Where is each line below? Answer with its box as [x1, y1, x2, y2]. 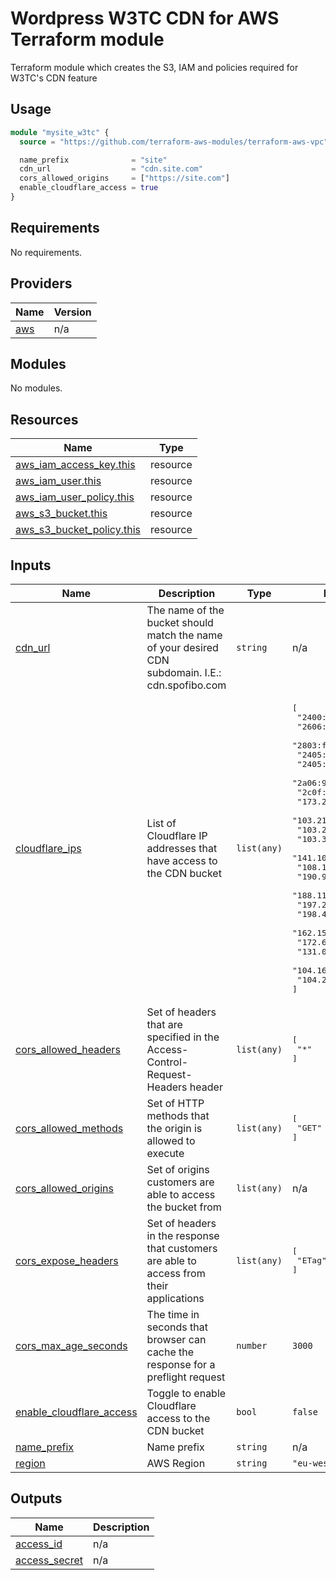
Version [53, 305, 92, 319]
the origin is [146, 1121, 203, 1135]
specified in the [146, 1030, 220, 1044]
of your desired [146, 640, 219, 654]
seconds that [146, 1320, 208, 1334]
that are [146, 1017, 183, 1031]
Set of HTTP [146, 1096, 205, 1110]
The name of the [146, 603, 225, 617]
